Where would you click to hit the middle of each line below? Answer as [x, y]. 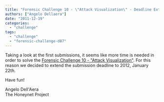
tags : [10, 32]
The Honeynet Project [27, 94]
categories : [17, 23]
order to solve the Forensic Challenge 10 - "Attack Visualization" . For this [78, 60]
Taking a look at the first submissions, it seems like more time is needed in [80, 55]
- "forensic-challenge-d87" [38, 41]
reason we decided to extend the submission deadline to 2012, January [77, 65]
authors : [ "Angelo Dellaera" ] [36, 14]
